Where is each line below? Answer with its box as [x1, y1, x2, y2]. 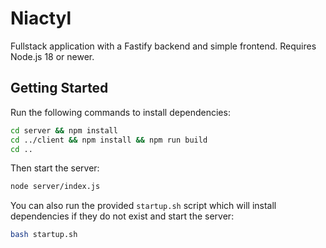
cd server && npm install [10, 125, 118, 136]
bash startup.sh [10, 230, 78, 240]
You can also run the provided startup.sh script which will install [10, 200, 277, 212]
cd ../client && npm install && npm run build [10, 135, 208, 145]
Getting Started [10, 80, 109, 97]
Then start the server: [10, 162, 100, 174]
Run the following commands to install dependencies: [10, 106, 231, 118]
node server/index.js [10, 182, 101, 192]
